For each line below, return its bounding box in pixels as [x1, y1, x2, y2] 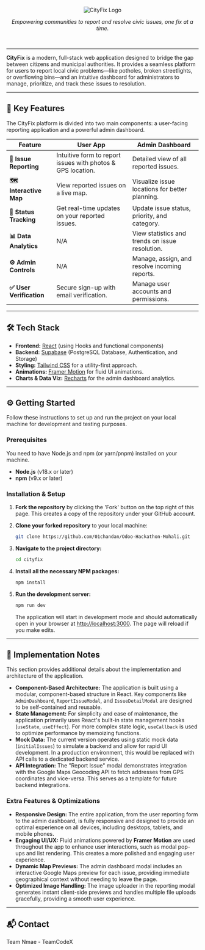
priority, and [132, 211, 167, 220]
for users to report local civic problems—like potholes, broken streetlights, [6, 67, 193, 74]
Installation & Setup [6, 490, 66, 498]
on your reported [56, 211, 105, 220]
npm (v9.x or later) [15, 474, 63, 482]
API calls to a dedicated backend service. [15, 755, 120, 763]
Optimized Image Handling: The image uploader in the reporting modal [15, 882, 195, 889]
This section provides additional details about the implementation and [6, 665, 181, 673]
